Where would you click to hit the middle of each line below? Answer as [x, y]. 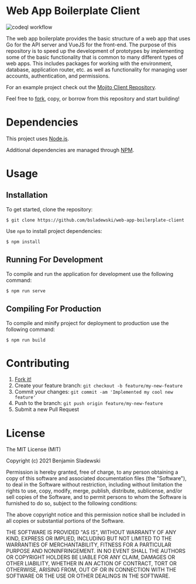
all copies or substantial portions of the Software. [65, 521]
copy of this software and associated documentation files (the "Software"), [97, 478]
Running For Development [55, 260]
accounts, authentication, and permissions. [58, 76]
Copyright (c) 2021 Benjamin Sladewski [53, 461]
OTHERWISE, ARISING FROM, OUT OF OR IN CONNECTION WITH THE [91, 570]
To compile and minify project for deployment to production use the [87, 323]
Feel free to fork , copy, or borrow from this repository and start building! [93, 99]
